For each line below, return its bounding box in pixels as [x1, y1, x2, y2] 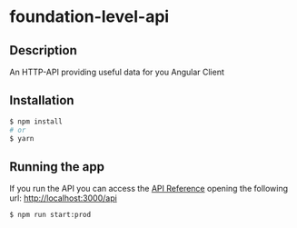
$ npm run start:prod [9, 211, 92, 220]
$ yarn [9, 134, 35, 143]
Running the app [9, 159, 104, 174]
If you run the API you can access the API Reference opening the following [9, 183, 289, 194]
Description [9, 43, 77, 58]
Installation [9, 93, 74, 108]
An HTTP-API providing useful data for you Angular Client [9, 66, 225, 77]
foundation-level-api [9, 6, 170, 27]
